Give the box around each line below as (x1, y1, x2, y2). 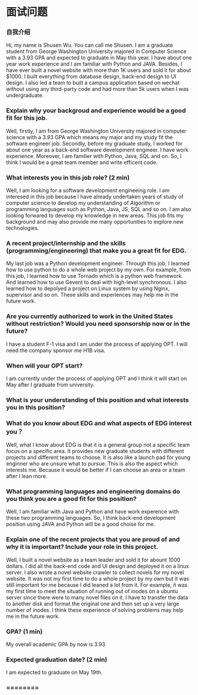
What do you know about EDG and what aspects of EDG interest (6, 419, 192, 427)
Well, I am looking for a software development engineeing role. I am (6, 187, 170, 194)
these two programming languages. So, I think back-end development (6, 514, 176, 522)
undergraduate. (6, 92, 44, 99)
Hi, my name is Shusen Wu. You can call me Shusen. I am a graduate (6, 42, 173, 49)
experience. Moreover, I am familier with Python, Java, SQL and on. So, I (6, 152, 181, 159)
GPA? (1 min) (6, 627, 43, 635)
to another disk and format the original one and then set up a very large (6, 600, 180, 607)
